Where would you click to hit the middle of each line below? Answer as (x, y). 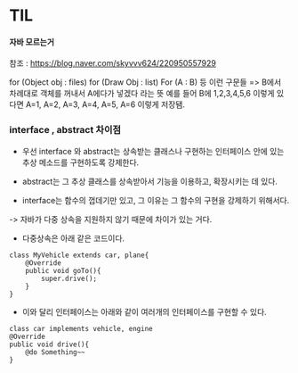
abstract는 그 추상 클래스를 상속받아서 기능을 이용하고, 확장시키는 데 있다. (150, 181)
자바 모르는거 (32, 42)
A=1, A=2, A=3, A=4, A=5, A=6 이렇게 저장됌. (105, 104)
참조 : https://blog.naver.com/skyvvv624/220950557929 (113, 63)
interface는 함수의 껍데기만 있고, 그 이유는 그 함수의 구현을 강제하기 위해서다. (156, 200)
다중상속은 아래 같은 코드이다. (73, 238)
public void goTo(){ (63, 270)
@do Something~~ (56, 352)
